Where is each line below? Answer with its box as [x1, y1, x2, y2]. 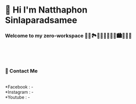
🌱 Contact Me [5, 68, 38, 74]
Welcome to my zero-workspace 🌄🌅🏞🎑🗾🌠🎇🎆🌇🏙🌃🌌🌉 [5, 33, 132, 39]
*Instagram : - [5, 89, 34, 95]
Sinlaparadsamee [5, 15, 78, 26]
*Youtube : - [5, 94, 30, 100]
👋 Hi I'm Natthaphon [5, 4, 87, 16]
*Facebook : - [5, 84, 34, 89]
